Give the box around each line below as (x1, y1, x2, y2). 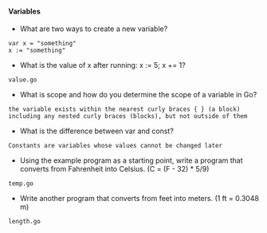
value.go (8, 76, 37, 84)
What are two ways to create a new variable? (19, 24, 168, 34)
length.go (8, 218, 41, 226)
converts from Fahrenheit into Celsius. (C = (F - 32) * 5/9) (19, 164, 210, 174)
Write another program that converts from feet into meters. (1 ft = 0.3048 (19, 194, 259, 203)
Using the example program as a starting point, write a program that (19, 156, 243, 165)
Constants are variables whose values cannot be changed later (8, 142, 223, 150)
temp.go (8, 180, 34, 188)
